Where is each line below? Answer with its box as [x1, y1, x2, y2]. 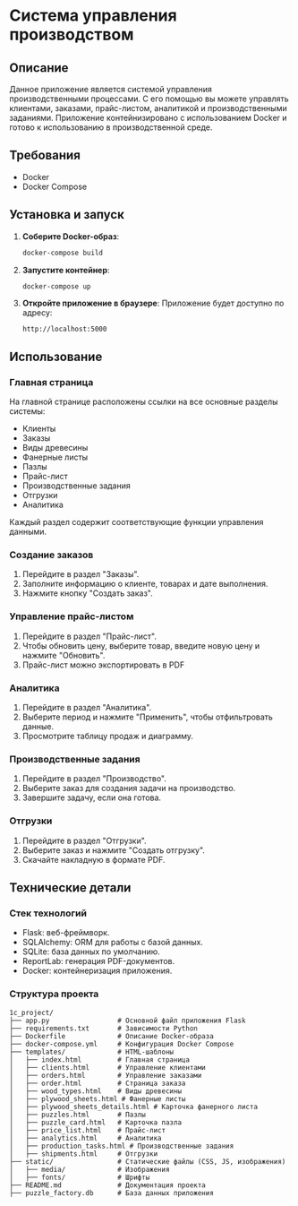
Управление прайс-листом [9, 610, 134, 623]
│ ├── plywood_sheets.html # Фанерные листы [9, 1094, 186, 1103]
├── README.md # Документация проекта [9, 1180, 206, 1190]
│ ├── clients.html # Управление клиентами [9, 1063, 206, 1072]
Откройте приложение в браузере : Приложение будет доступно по [21, 297, 285, 309]
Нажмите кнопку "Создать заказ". [21, 588, 154, 599]
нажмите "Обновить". [21, 650, 106, 660]
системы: [9, 406, 46, 417]
